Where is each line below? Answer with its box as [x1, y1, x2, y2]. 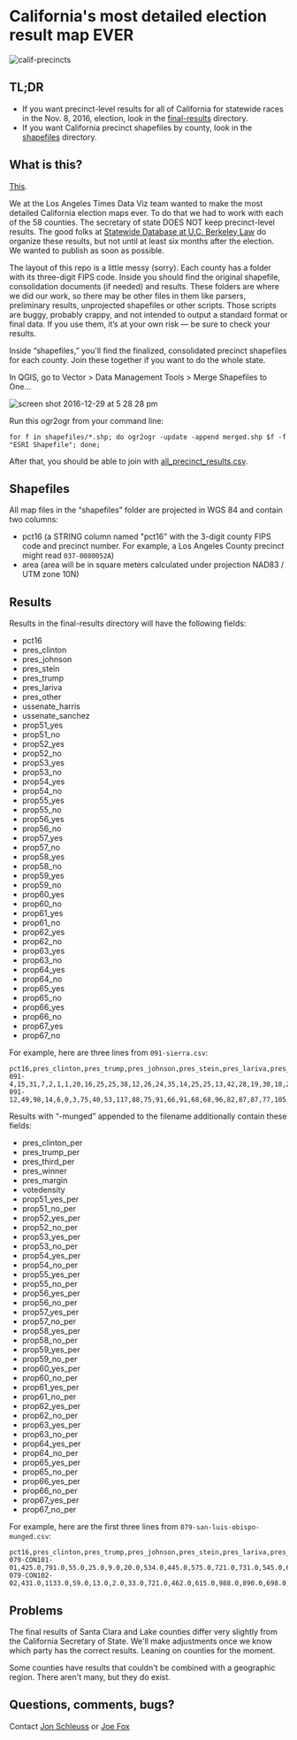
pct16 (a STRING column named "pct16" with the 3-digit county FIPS [21, 531, 271, 542]
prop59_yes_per [21, 1344, 81, 1355]
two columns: [9, 514, 59, 525]
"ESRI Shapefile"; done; [9, 440, 101, 449]
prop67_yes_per [21, 1495, 80, 1505]
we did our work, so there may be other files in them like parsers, [9, 290, 246, 301]
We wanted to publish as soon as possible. [9, 245, 165, 256]
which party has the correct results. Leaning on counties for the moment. [9, 1645, 276, 1656]
